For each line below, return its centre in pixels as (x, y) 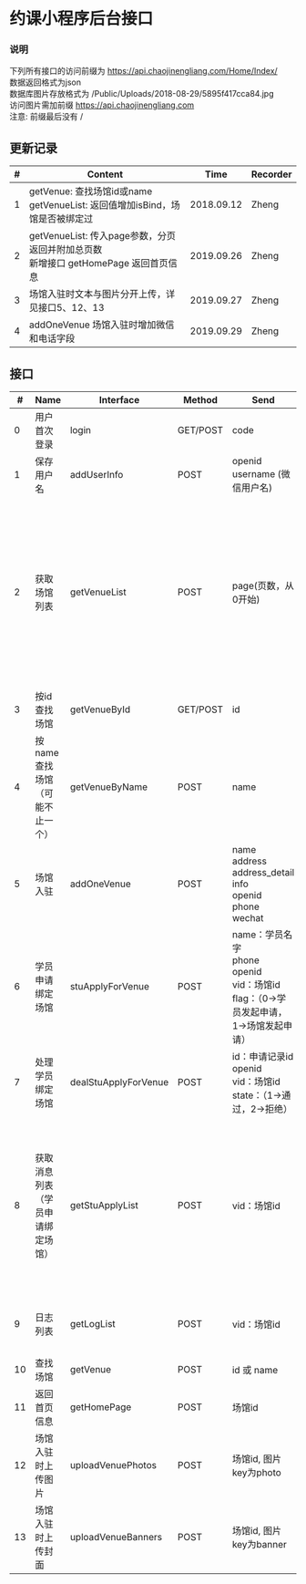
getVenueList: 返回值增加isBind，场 (104, 205)
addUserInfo (97, 475)
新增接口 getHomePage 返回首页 (98, 264)
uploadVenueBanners (116, 1537)
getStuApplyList (104, 1206)
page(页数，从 (263, 586)
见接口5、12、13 (66, 308)
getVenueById (100, 709)
